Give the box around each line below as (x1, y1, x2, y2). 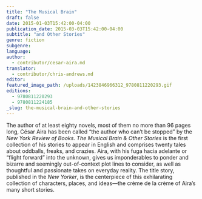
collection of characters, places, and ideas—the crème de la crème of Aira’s (6, 180, 196, 187)
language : (6, 49, 32, 55)
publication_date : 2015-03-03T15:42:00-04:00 (6, 25, 123, 32)
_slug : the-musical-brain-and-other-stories (6, 104, 121, 111)
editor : (6, 76, 26, 83)
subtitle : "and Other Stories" (6, 32, 86, 38)
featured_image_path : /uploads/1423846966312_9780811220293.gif (6, 83, 172, 89)
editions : (6, 88, 32, 94)
